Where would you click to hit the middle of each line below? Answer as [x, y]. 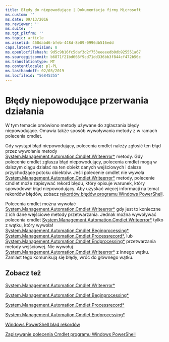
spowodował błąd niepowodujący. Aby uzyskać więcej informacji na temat [82, 188]
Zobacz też [23, 273]
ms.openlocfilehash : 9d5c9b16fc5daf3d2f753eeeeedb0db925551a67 [73, 52]
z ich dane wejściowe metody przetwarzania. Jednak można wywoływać [81, 214]
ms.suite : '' [19, 29]
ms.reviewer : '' [22, 24]
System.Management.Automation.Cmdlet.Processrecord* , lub [69, 236]
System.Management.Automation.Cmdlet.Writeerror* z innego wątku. [77, 252]
